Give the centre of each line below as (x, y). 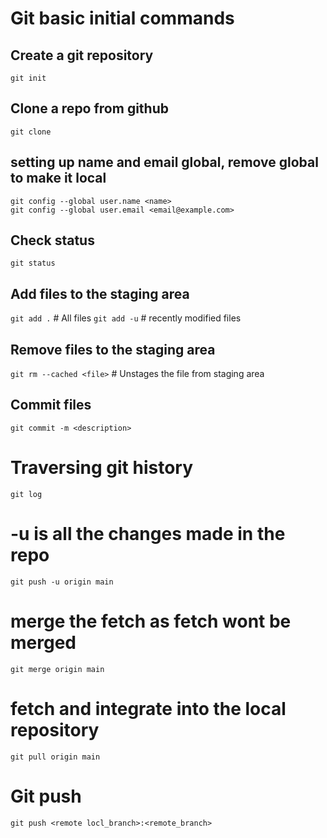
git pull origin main (55, 757)
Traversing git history (102, 468)
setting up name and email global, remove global (164, 162)
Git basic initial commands (122, 18)
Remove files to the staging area (113, 349)
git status (33, 263)
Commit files (51, 405)
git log (26, 494)
